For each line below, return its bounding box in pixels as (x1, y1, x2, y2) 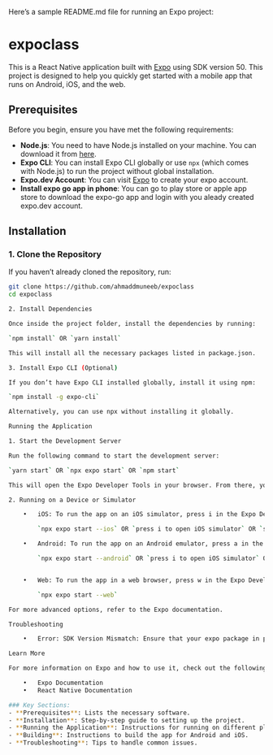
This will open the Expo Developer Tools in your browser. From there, (8, 481, 256, 489)
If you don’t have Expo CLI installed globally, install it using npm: (8, 378, 256, 387)
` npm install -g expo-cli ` (8, 393, 100, 401)
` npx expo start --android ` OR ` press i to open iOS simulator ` (37, 554, 260, 563)
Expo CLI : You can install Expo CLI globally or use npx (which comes (19, 158, 249, 167)
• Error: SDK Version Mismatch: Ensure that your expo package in (23, 635, 260, 643)
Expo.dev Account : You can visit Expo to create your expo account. (19, 175, 249, 184)
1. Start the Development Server (8, 437, 122, 445)
